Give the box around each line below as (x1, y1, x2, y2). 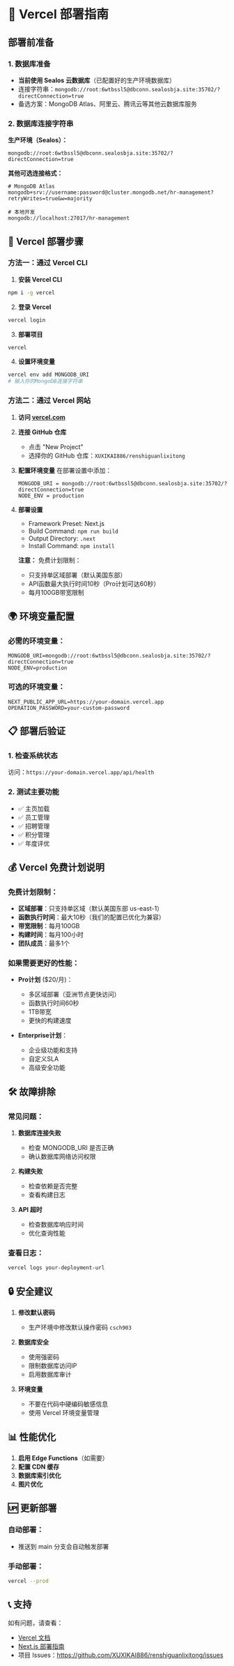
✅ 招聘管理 (17, 821, 50, 830)
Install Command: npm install (28, 541, 115, 550)
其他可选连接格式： (8, 169, 63, 178)
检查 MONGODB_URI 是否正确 (28, 1144, 114, 1152)
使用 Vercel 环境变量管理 (28, 1409, 100, 1417)
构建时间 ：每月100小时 (17, 930, 84, 939)
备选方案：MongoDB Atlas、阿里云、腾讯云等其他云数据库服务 (17, 99, 197, 108)
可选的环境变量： (8, 682, 65, 692)
